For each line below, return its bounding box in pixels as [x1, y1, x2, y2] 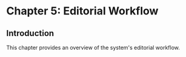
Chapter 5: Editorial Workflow [6, 4, 159, 18]
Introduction [6, 28, 55, 38]
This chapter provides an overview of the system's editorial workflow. [6, 44, 181, 51]
